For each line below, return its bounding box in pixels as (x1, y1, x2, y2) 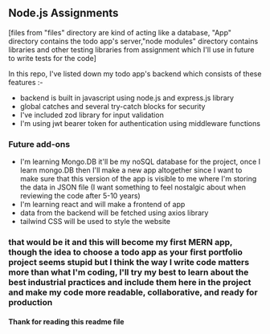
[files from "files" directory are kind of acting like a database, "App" (8, 27, 231, 37)
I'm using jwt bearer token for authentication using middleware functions (19, 118, 261, 128)
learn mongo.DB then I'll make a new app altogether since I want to (19, 165, 243, 175)
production (8, 297, 53, 308)
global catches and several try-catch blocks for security (19, 101, 206, 111)
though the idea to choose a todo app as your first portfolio (8, 246, 243, 258)
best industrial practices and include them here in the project (8, 277, 252, 288)
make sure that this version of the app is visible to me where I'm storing (19, 174, 257, 184)
